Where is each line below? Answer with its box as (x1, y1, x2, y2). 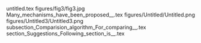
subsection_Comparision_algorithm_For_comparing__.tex (6, 24, 146, 31)
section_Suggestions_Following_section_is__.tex (6, 30, 125, 37)
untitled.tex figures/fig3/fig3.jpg (6, 5, 85, 12)
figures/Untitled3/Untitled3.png (6, 18, 84, 24)
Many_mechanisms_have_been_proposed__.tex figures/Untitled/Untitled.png (6, 11, 195, 18)
